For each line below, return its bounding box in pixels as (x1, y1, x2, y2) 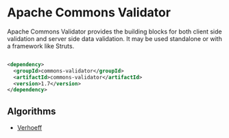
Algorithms (7, 105, 56, 117)
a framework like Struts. (7, 42, 75, 50)
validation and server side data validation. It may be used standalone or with (7, 34, 223, 42)
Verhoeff (16, 124, 43, 132)
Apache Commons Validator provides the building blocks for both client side (7, 27, 222, 36)
